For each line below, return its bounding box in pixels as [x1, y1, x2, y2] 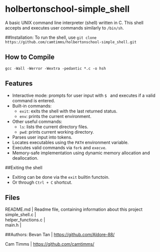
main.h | [5, 222, 22, 228]
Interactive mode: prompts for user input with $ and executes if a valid [12, 92, 156, 98]
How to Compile [5, 53, 55, 61]
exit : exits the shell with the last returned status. [19, 108, 117, 114]
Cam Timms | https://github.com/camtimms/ [5, 241, 94, 247]
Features [5, 80, 33, 88]
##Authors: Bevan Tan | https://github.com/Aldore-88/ [5, 232, 115, 238]
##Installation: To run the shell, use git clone [5, 34, 97, 40]
